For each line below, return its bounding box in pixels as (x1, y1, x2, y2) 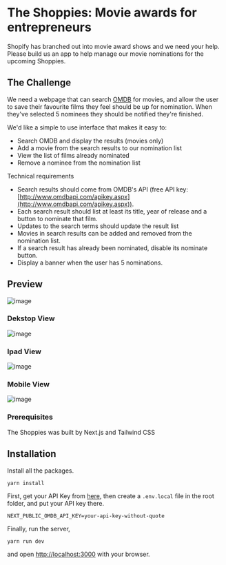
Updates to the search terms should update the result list (17, 222, 179, 230)
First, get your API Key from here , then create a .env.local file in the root (7, 491, 215, 500)
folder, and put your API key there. (7, 499, 105, 507)
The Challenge (7, 77, 72, 89)
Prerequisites (7, 412, 53, 422)
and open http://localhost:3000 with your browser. (7, 550, 150, 558)
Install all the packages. (7, 466, 74, 475)
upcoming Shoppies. (7, 56, 66, 65)
